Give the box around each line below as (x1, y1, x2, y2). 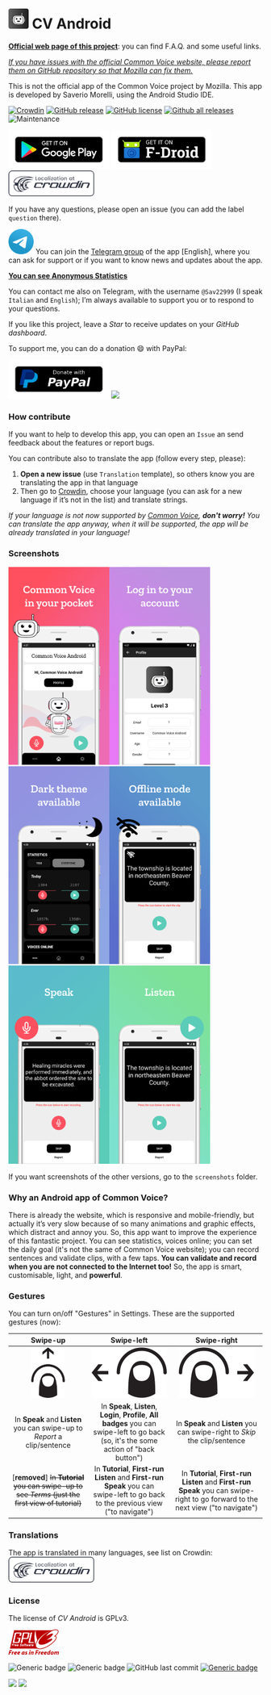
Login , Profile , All (99, 1410, 159, 1420)
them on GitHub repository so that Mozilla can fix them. (8, 65, 194, 75)
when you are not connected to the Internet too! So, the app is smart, (8, 1262, 243, 1271)
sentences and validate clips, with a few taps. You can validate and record (8, 1253, 257, 1262)
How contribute (8, 411, 71, 422)
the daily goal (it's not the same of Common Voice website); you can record (8, 1244, 260, 1254)
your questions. (8, 303, 60, 313)
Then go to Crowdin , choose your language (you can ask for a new (19, 487, 243, 496)
